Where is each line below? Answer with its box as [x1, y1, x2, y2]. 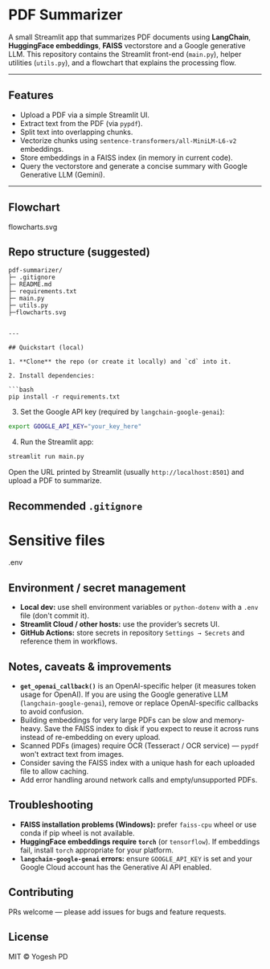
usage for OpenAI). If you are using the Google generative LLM [19, 689, 229, 700]
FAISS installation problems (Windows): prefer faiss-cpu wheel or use [19, 820, 257, 829]
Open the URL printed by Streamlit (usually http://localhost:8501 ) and [8, 468, 244, 477]
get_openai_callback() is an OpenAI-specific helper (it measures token [19, 681, 256, 691]
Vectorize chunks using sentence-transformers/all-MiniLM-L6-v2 [19, 135, 237, 145]
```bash [8, 386, 35, 395]
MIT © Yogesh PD [8, 951, 68, 961]
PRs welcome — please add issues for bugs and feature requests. [8, 906, 227, 917]
